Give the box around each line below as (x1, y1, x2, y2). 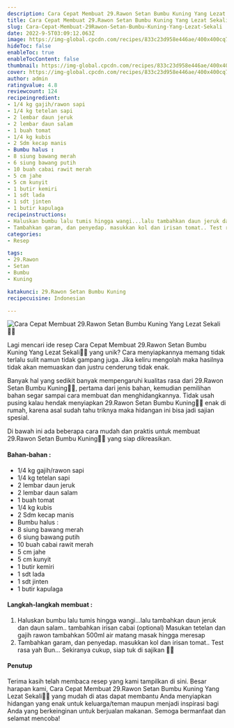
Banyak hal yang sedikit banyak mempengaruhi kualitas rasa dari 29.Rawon (7, 377, 224, 385)
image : (7, 36, 26, 43)
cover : (7, 68, 26, 75)
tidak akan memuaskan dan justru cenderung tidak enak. (7, 363, 170, 372)
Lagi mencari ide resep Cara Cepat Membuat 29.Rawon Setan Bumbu (7, 341, 207, 349)
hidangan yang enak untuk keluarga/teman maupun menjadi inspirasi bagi (7, 699, 219, 708)
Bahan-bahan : (7, 450, 52, 459)
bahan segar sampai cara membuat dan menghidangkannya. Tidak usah (7, 391, 214, 400)
